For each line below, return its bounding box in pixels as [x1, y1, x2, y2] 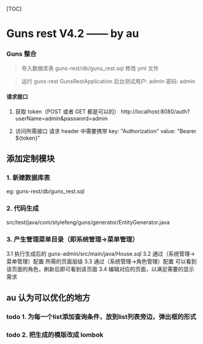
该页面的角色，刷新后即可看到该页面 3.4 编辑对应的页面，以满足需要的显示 [6, 265, 194, 272]
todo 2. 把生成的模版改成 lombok [6, 331, 104, 339]
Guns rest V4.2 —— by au [6, 27, 139, 40]
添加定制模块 [6, 153, 55, 164]
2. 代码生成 [6, 204, 39, 213]
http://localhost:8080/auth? [120, 107, 190, 115]
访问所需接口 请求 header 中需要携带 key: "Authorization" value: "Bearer [15, 127, 197, 134]
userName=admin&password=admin [15, 115, 108, 122]
